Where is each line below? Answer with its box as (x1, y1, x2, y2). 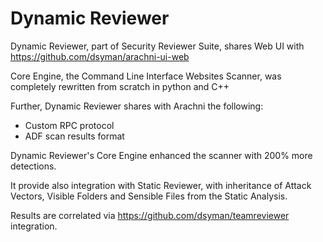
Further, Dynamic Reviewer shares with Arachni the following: (10, 100, 264, 112)
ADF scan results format (24, 130, 125, 142)
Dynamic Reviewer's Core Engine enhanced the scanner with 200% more (10, 149, 313, 161)
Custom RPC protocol (24, 119, 115, 131)
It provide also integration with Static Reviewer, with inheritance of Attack (10, 179, 312, 191)
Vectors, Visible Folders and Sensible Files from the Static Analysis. (10, 190, 288, 202)
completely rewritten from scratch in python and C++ (10, 80, 230, 92)
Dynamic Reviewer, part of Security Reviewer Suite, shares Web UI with (10, 40, 305, 52)
